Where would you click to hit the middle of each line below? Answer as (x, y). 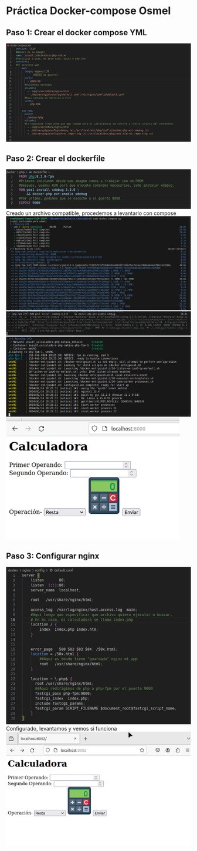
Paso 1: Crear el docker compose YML (77, 33)
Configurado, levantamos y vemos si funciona (62, 728)
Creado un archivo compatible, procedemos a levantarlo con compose (91, 213)
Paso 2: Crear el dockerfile (56, 158)
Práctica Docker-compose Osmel (89, 11)
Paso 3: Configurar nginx (53, 556)
